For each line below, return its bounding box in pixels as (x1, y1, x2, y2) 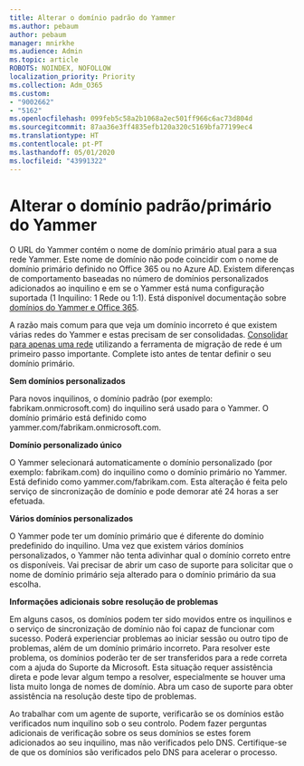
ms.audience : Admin (9, 47, 83, 56)
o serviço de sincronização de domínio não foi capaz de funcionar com (9, 624, 275, 635)
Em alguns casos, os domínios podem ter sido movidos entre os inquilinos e (9, 614, 292, 625)
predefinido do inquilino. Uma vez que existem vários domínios (9, 541, 244, 551)
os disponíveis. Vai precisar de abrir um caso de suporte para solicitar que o (9, 560, 294, 570)
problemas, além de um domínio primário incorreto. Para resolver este (9, 643, 271, 654)
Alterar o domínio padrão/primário (9, 196, 272, 215)
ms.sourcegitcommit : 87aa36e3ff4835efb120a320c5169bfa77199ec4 (9, 123, 253, 132)
